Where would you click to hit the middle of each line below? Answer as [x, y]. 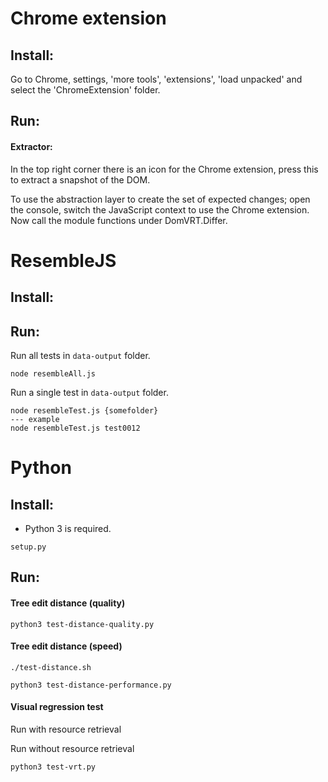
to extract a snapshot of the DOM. [80, 179]
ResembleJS [63, 260]
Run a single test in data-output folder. [89, 392]
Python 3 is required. [68, 528]
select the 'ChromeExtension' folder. [85, 90]
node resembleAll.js [53, 373]
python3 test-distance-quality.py [82, 624]
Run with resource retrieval [66, 729]
